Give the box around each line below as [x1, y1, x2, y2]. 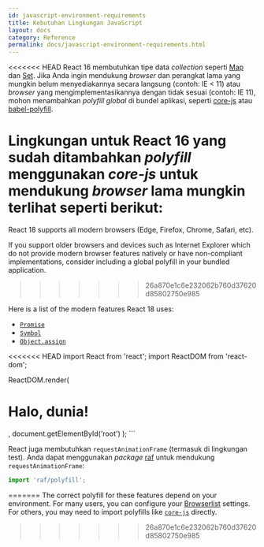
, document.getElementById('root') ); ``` [8, 429, 136, 438]
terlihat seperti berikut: [8, 199, 164, 217]
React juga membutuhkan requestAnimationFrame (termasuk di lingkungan [8, 445, 248, 453]
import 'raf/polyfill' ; [8, 476, 87, 484]
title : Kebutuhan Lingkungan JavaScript [8, 19, 143, 27]
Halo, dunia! [8, 403, 89, 421]
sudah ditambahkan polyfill [8, 149, 191, 166]
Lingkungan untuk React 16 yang [8, 132, 227, 150]
